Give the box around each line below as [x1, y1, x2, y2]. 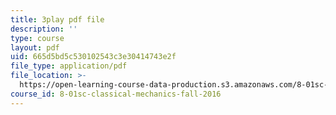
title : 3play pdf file [10, 14, 105, 25]
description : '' [10, 24, 78, 34]
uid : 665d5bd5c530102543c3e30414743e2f [10, 52, 177, 62]
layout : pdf [10, 42, 60, 53]
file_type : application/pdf [10, 61, 128, 71]
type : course [10, 33, 65, 43]
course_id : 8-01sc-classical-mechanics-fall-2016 [10, 89, 222, 99]
